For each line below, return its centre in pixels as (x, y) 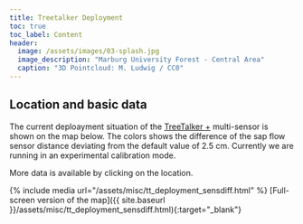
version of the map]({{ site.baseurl (101, 200)
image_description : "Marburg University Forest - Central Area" (141, 60)
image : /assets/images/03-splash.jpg (89, 51)
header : (24, 43)
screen (23, 200)
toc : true (28, 26)
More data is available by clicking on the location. (101, 173)
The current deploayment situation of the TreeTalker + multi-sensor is (139, 126)
